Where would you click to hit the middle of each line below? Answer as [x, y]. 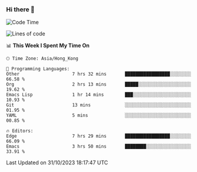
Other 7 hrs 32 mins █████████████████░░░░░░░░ [99, 74]
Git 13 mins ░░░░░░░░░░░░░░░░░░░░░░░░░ [99, 105]
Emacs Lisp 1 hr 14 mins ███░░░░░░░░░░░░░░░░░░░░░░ [99, 95]
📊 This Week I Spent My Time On [48, 46]
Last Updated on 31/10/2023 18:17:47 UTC [57, 163]
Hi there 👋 [21, 9]
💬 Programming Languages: [38, 69]
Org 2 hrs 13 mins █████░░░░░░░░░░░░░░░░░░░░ [99, 85]
